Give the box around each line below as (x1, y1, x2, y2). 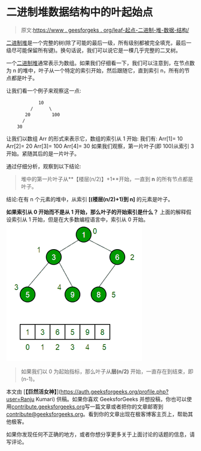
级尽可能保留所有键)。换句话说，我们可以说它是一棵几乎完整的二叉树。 (6, 46, 181, 54)
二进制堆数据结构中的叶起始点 (6, 5, 154, 19)
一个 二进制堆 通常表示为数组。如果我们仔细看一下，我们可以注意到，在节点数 (6, 59, 195, 66)
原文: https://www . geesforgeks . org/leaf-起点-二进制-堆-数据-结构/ (20, 26, 190, 34)
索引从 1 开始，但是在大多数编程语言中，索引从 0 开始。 (11, 216, 149, 223)
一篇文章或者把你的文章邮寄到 (89, 402, 163, 410)
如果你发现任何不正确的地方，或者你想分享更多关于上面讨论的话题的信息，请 (6, 431, 195, 438)
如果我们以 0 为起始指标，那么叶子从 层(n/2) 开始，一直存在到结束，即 (20, 368, 193, 375)
